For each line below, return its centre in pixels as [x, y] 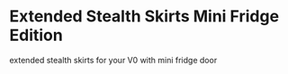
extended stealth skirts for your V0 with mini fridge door [113, 60]
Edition [36, 35]
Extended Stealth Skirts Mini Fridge [144, 16]
